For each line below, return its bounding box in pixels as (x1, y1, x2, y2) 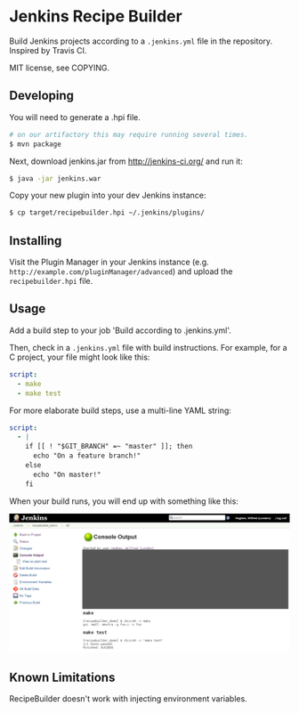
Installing (9, 233, 62, 248)
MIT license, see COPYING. (9, 62, 109, 73)
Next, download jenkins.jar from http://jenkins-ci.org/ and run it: (9, 156, 243, 166)
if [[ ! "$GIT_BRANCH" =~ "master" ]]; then (25, 442, 193, 451)
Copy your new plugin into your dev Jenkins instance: (9, 190, 206, 201)
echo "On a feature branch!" (32, 451, 141, 460)
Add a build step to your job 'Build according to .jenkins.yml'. (9, 325, 231, 336)
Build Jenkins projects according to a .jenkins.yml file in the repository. (9, 36, 273, 46)
